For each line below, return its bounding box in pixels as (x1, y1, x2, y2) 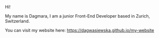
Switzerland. (5, 19, 30, 24)
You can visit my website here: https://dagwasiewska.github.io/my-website (5, 28, 155, 33)
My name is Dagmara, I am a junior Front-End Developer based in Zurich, (5, 13, 150, 19)
